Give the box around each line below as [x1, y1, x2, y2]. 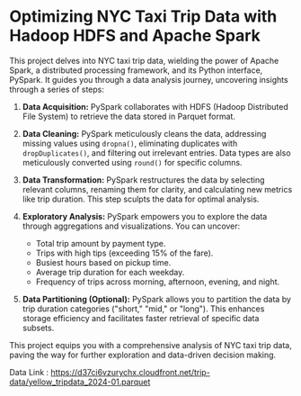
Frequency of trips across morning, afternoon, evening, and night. [35, 276, 280, 287]
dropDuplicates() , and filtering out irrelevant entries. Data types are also [22, 147, 291, 158]
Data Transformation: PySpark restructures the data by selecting [22, 174, 265, 185]
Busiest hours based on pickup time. [35, 256, 172, 267]
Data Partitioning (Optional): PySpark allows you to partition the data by [22, 293, 292, 304]
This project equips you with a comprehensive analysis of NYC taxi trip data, [9, 339, 292, 350]
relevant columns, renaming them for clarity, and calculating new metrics [22, 184, 293, 194]
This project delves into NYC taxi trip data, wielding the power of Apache [9, 55, 279, 66]
